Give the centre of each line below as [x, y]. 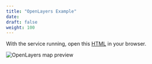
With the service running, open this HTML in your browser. [76, 44]
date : [13, 17]
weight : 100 [20, 27]
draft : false [22, 22]
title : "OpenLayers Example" [41, 11]
